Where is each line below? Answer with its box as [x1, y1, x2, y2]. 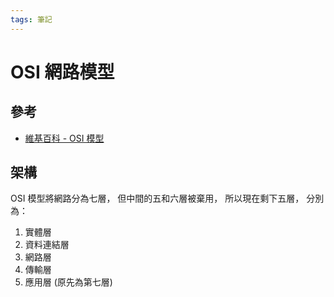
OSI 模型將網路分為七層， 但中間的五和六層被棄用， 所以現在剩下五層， [10, 192, 305, 205]
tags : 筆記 [10, 14, 53, 25]
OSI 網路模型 [10, 61, 115, 83]
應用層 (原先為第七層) [24, 276, 113, 288]
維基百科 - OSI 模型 [24, 132, 105, 144]
